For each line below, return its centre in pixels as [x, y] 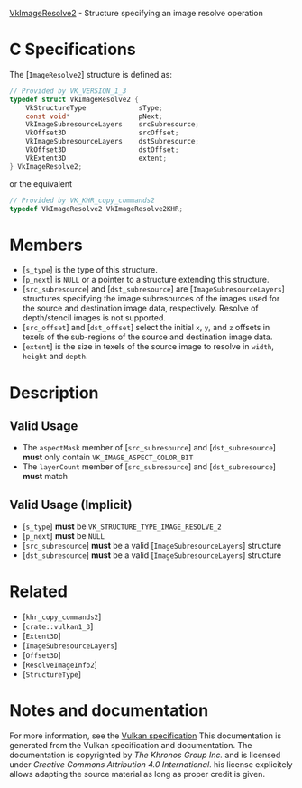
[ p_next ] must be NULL [64, 536]
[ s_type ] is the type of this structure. [90, 270]
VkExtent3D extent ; [96, 158]
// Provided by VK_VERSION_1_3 [68, 91]
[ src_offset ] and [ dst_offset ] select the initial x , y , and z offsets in [146, 328]
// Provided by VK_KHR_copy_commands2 [82, 200]
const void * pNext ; [95, 116]
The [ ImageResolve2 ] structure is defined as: [91, 74]
